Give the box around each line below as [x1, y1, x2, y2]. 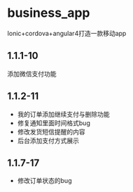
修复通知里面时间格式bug [17, 118, 91, 127]
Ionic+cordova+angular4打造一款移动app [7, 29, 127, 37]
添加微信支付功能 [7, 69, 57, 78]
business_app [7, 5, 90, 21]
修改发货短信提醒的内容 [17, 127, 85, 136]
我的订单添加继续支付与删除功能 [17, 110, 110, 118]
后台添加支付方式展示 [17, 136, 79, 145]
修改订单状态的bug [17, 177, 72, 185]
